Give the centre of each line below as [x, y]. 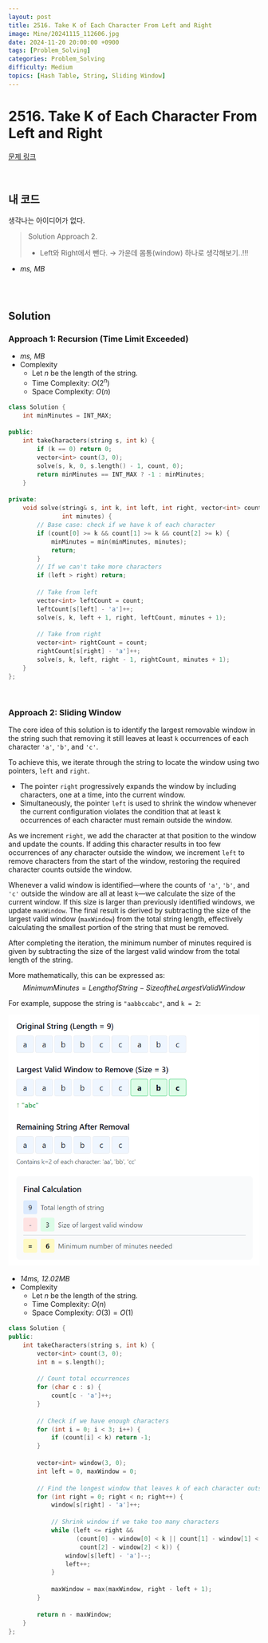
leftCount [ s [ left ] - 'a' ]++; [85, 609]
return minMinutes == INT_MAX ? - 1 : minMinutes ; [121, 474]
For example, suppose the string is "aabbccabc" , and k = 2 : [105, 1004]
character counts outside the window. [70, 869]
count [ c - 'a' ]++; [81, 1396]
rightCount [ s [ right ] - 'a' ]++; [89, 651]
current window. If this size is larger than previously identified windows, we [132, 902]
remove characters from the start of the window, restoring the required [124, 861]
